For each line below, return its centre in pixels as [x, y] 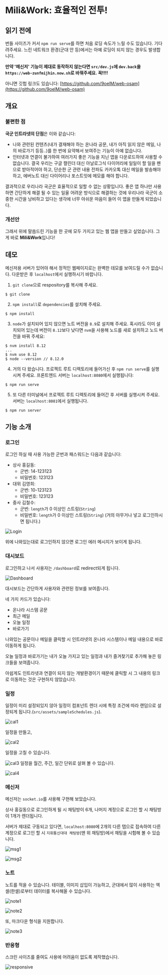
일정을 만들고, [19, 732]
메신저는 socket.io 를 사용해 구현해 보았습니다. [51, 799]
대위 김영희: [24, 484]
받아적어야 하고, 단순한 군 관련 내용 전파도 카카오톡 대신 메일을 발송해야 [92, 169]
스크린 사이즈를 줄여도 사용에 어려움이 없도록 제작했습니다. [62, 957]
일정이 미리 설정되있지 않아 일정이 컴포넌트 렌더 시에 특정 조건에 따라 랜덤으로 [81, 706]
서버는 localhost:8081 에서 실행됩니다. [50, 401]
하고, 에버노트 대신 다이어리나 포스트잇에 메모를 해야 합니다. [71, 176]
